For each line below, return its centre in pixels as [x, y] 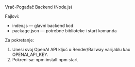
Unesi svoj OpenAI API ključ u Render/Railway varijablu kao [71, 49]
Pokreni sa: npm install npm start [45, 60]
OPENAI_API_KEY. [30, 54]
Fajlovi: [12, 16]
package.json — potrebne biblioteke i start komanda [64, 31]
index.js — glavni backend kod [43, 26]
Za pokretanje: [19, 40]
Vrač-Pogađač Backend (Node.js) [39, 7]
